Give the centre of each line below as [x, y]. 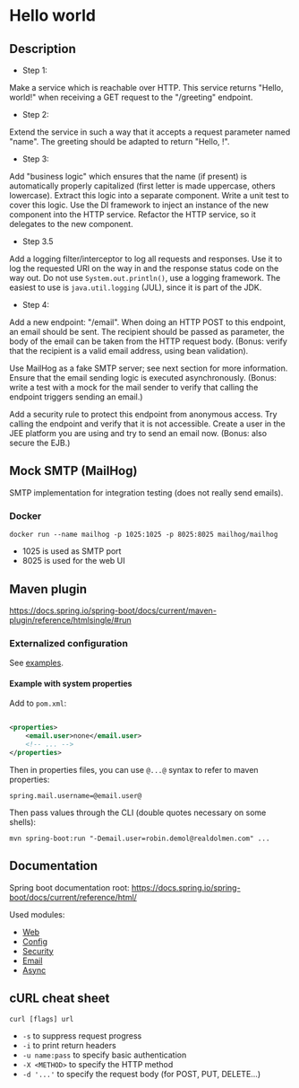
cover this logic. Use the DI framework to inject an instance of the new [139, 205]
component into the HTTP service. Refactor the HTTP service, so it [133, 215]
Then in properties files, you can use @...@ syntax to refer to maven [134, 769]
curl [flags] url [42, 1019]
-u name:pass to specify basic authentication [104, 1055]
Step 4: [35, 305]
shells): [23, 821]
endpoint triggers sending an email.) [76, 397]
